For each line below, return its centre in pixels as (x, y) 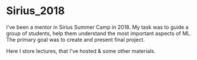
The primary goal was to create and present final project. (75, 39)
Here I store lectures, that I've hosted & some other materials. (81, 51)
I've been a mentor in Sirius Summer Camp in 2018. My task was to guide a (97, 27)
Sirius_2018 (35, 11)
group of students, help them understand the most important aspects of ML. (99, 33)
